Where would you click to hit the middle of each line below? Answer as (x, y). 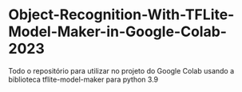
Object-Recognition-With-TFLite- (121, 15)
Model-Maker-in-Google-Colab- (118, 32)
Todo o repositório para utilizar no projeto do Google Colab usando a (121, 70)
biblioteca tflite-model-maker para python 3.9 (83, 79)
